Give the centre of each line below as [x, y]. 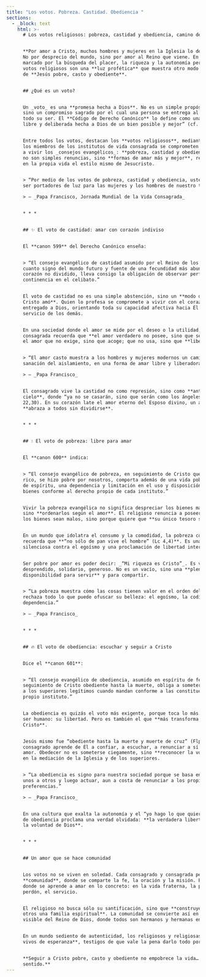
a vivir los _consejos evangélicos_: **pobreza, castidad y [101, 152]
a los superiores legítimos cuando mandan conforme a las [98, 691]
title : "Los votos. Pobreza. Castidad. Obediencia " [75, 12]
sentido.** [36, 964]
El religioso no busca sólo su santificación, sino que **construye [112, 908]
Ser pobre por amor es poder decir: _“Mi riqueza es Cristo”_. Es [109, 563]
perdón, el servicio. [50, 892]
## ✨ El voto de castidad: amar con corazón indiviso [93, 230]
